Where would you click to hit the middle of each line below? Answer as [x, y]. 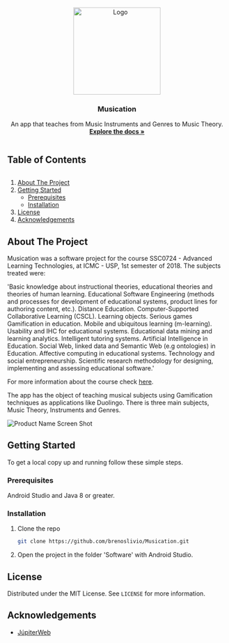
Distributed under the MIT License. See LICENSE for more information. [106, 593]
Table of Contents [47, 159]
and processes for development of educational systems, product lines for [112, 301]
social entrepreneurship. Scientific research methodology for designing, [110, 361]
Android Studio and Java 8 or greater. [61, 496]
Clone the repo [39, 529]
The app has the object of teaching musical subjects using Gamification [110, 395]
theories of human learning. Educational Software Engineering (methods [111, 294]
